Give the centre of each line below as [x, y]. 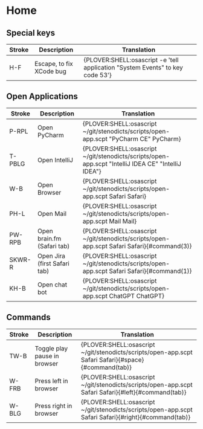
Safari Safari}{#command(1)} [150, 271]
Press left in [51, 381]
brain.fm [49, 238]
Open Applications [42, 96]
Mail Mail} [123, 221]
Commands [29, 318]
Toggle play [51, 348]
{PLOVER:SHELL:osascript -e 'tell [131, 60]
